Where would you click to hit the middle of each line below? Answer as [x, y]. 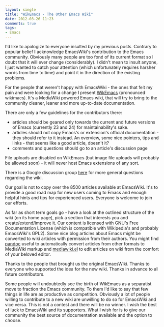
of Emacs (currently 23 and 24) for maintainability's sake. [70, 127]
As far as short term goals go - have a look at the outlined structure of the [80, 212]
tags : [11, 28]
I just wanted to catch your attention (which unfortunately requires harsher [80, 67]
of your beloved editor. [28, 254]
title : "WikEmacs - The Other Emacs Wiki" [49, 14]
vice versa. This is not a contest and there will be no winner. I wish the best [81, 305]
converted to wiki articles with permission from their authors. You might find [82, 238]
